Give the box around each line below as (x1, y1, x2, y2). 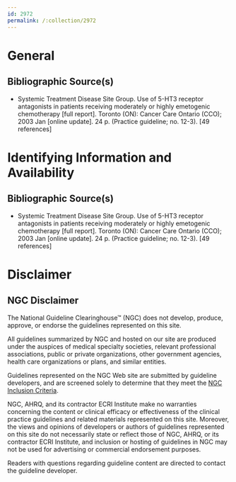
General (7, 47, 55, 64)
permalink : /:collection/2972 (7, 17, 97, 24)
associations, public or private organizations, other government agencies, (7, 349, 222, 358)
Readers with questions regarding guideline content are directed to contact (7, 459, 226, 467)
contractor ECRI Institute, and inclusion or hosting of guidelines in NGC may (7, 437, 228, 446)
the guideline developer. (7, 466, 78, 475)
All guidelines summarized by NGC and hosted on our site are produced (7, 335, 217, 343)
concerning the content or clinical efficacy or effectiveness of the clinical (7, 407, 220, 415)
